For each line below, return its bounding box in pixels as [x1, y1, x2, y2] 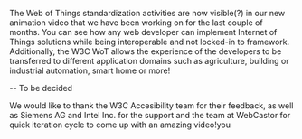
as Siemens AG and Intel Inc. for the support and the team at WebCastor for [9, 110, 291, 120]
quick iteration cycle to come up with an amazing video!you [9, 119, 231, 130]
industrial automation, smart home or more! [9, 65, 171, 76]
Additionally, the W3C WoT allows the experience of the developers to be [9, 46, 282, 57]
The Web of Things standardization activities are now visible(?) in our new [9, 8, 286, 18]
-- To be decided [9, 83, 73, 93]
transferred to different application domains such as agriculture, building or [9, 56, 289, 66]
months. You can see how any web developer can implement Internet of [9, 27, 278, 37]
